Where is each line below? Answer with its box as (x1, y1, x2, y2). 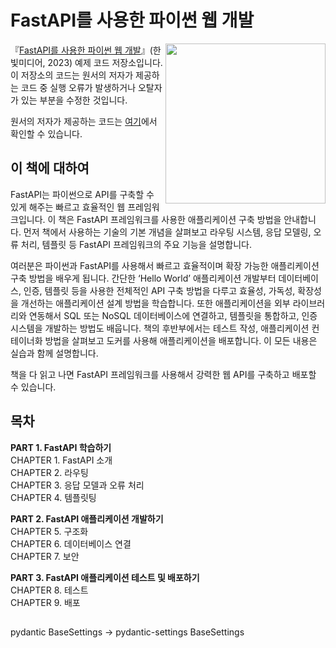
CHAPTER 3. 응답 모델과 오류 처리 (10, 479, 145, 491)
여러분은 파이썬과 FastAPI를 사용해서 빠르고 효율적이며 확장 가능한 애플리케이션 (10, 259, 320, 271)
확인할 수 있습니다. (10, 127, 83, 140)
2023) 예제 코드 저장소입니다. (47, 56, 163, 68)
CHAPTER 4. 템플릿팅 (10, 491, 97, 503)
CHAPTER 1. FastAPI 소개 (10, 454, 113, 466)
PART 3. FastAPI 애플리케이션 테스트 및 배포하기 (10, 571, 200, 583)
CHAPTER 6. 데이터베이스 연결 (10, 537, 132, 550)
